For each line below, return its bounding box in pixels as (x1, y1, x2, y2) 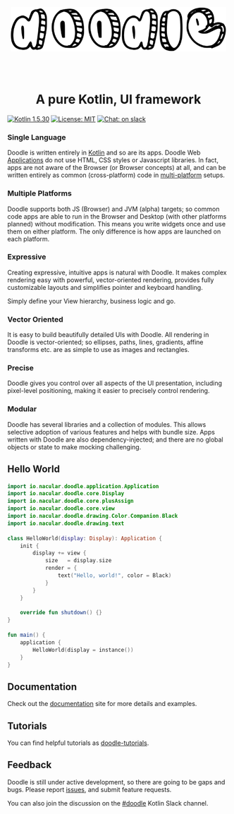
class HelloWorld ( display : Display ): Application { (7, 535, 162, 542)
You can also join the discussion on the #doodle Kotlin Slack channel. (7, 798, 209, 807)
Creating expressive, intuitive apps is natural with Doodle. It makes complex (7, 268, 227, 277)
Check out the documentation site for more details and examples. (7, 700, 197, 708)
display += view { (32, 549, 87, 557)
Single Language (7, 132, 66, 142)
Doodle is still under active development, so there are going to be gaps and (7, 777, 226, 786)
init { (20, 542, 39, 549)
